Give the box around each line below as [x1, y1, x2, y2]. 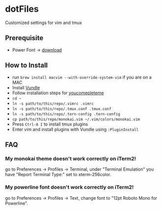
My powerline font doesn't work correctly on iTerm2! [5, 184, 134, 191]
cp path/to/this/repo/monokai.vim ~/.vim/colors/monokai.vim [12, 117, 140, 122]
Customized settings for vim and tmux [5, 20, 82, 26]
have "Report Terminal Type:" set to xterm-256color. [5, 172, 111, 178]
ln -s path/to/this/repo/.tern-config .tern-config [12, 111, 120, 116]
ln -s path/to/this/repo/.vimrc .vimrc [12, 101, 94, 106]
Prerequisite [5, 34, 44, 42]
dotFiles [5, 3, 39, 15]
